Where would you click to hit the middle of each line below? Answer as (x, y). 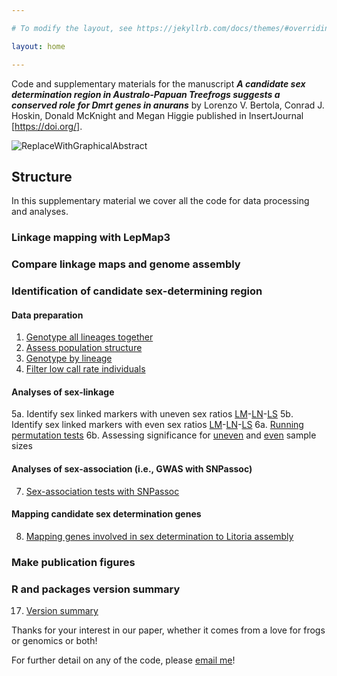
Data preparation (47, 315)
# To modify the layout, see (72, 28)
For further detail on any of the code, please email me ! (123, 660)
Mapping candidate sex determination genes (106, 514)
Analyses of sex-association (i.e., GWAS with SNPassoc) (132, 469)
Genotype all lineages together (89, 337)
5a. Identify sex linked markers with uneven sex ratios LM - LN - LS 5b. (152, 414)
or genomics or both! (54, 641)
